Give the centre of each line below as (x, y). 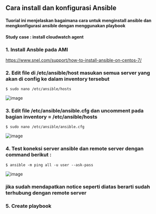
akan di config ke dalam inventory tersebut (57, 79)
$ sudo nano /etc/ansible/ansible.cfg (45, 127)
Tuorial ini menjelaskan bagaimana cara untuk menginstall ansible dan (78, 20)
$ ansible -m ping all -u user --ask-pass (49, 165)
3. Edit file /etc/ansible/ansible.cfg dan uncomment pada (75, 111)
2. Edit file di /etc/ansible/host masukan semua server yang (78, 73)
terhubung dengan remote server (46, 193)
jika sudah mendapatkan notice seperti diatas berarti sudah (78, 187)
